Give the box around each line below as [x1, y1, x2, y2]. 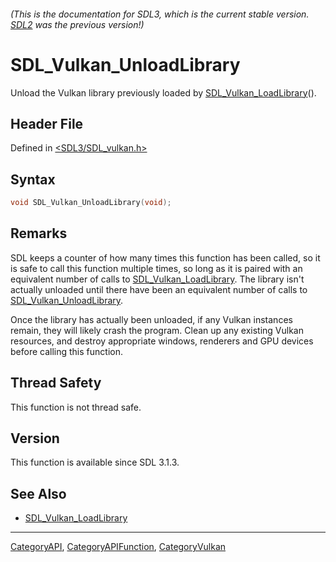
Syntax [10, 171, 56, 188]
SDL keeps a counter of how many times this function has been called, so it [10, 251, 321, 264]
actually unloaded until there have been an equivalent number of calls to [10, 283, 308, 295]
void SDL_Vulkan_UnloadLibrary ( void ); [10, 198, 172, 208]
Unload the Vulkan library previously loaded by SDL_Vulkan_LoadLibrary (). [10, 86, 317, 99]
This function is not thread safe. [10, 401, 142, 413]
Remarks [10, 225, 68, 242]
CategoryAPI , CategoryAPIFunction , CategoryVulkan [10, 541, 227, 553]
